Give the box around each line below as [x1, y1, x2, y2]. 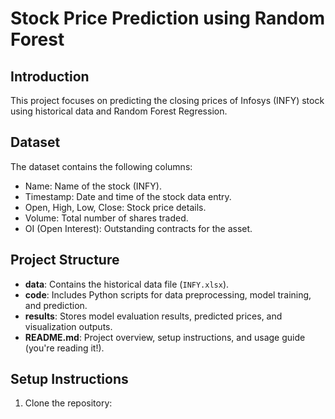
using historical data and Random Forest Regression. [10, 105, 228, 117]
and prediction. [24, 299, 88, 311]
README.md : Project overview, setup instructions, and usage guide [24, 331, 306, 343]
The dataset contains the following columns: [10, 160, 193, 172]
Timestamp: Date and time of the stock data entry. [24, 190, 232, 202]
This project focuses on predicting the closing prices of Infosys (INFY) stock [10, 95, 325, 106]
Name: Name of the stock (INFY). [24, 180, 163, 192]
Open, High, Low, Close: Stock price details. [24, 201, 207, 213]
